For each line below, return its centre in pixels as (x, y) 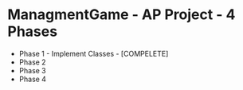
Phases (32, 31)
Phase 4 (33, 79)
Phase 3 (33, 70)
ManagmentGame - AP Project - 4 (121, 15)
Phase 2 (32, 62)
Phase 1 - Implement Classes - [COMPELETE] (94, 53)
